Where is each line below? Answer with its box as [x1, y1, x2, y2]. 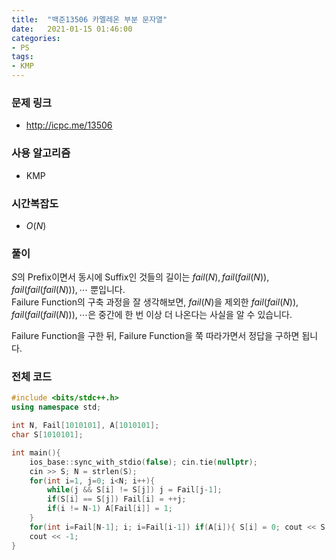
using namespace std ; [11, 402, 102, 413]
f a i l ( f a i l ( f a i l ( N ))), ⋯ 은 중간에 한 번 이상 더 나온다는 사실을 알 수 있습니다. [11, 309, 293, 321]
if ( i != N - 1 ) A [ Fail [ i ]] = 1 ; [47, 504, 173, 514]
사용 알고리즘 [11, 146, 71, 160]
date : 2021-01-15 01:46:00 [11, 24, 133, 34]
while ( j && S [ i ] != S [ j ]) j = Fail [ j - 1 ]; [47, 485, 223, 495]
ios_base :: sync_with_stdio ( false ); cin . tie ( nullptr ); [29, 457, 258, 467]
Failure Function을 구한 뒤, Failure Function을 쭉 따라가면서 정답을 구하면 [11, 330, 300, 342]
